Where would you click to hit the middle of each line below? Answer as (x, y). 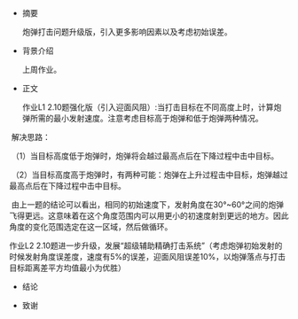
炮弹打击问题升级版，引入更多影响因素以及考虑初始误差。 (127, 32)
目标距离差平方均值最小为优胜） (67, 268)
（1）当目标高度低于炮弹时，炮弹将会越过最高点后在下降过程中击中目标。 (145, 156)
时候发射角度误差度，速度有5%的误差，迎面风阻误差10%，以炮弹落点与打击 (148, 257)
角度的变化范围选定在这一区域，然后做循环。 (91, 227)
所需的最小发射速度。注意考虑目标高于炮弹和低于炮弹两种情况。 (146, 118)
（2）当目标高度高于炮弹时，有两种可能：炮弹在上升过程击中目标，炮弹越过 (149, 175)
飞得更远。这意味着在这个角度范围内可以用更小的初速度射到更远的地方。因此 (149, 216)
